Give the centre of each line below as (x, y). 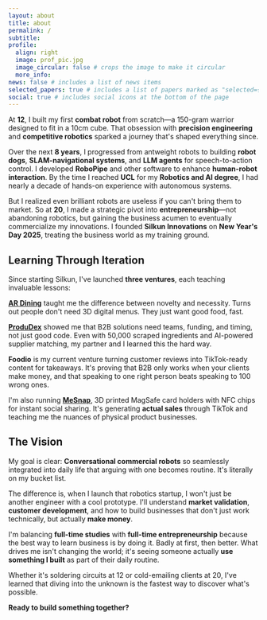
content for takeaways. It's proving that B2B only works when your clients (129, 368)
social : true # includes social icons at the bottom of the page (118, 97)
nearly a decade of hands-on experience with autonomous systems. (120, 186)
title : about (30, 23)
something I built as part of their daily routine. (84, 560)
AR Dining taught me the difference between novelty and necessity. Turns (130, 303)
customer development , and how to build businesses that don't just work (129, 510)
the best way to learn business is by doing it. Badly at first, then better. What (133, 543)
